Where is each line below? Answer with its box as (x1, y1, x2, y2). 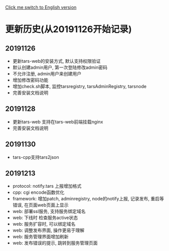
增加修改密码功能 (12, 77, 49, 83)
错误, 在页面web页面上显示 (12, 202, 69, 208)
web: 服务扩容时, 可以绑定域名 (12, 221, 76, 227)
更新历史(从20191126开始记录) (5, 24, 132, 35)
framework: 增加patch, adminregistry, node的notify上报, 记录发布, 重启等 (12, 196, 164, 202)
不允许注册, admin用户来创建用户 (12, 71, 82, 76)
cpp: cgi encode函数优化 (12, 189, 65, 195)
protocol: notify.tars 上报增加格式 (12, 183, 82, 189)
